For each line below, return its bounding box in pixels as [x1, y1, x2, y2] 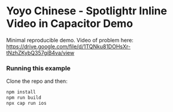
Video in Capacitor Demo [6, 17, 133, 30]
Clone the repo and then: [6, 77, 68, 85]
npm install [6, 89, 36, 95]
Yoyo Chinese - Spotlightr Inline [6, 4, 168, 18]
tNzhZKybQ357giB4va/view [6, 49, 75, 56]
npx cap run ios [6, 100, 47, 106]
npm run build [6, 95, 42, 101]
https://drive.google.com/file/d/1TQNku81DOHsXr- [6, 43, 130, 50]
